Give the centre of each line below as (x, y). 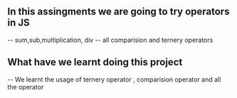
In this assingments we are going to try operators (118, 12)
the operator (26, 87)
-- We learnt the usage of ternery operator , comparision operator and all (114, 79)
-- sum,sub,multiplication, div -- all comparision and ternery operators (110, 40)
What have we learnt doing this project (95, 62)
